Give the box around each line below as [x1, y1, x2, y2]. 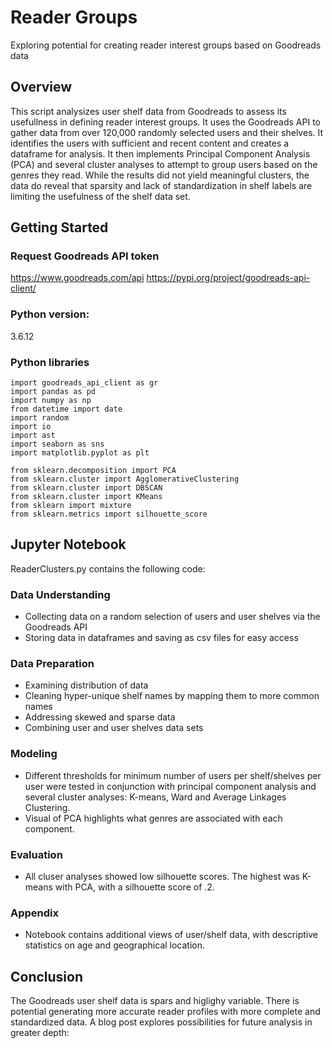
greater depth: [10, 1027, 70, 1039]
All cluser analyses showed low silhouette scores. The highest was [24, 871, 300, 883]
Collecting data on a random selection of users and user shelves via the [24, 611, 321, 623]
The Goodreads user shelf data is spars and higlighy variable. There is [10, 995, 300, 1007]
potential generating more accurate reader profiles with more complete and [10, 1006, 321, 1018]
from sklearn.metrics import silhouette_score [10, 509, 208, 520]
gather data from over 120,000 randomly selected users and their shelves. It [10, 126, 324, 138]
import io [10, 422, 52, 432]
